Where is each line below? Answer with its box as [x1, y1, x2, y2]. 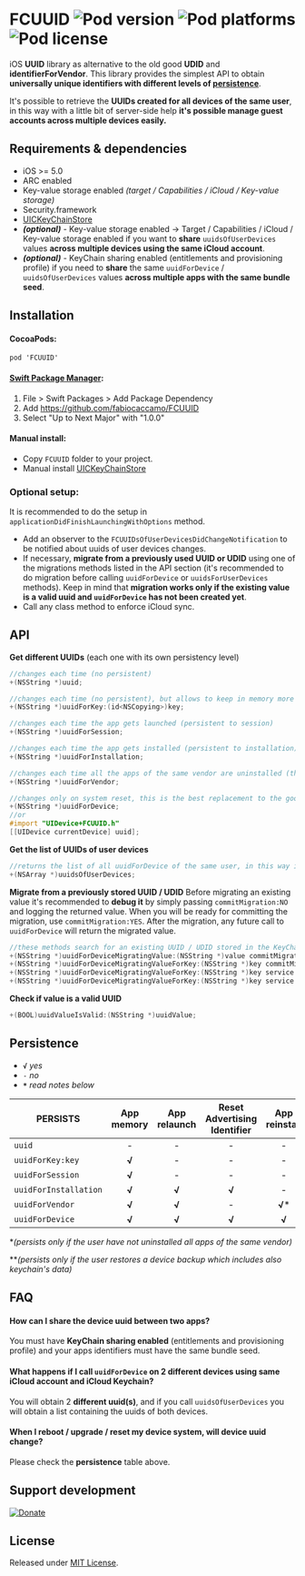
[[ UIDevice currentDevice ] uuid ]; [9, 828, 141, 837]
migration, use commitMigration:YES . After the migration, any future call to [9, 915, 284, 926]
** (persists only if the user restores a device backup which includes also [9, 1254, 282, 1265]
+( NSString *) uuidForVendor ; [9, 777, 120, 786]
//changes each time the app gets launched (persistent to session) [9, 719, 274, 728]
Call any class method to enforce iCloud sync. [22, 601, 195, 612]
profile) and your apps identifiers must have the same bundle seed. [9, 1345, 261, 1356]
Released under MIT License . [9, 1557, 119, 1569]
